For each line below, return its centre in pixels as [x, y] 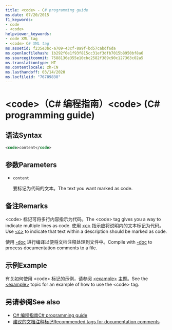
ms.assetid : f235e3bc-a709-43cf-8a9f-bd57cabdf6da [61, 48]
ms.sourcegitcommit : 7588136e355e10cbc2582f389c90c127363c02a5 [74, 58]
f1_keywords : [19, 20]
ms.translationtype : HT [31, 63]
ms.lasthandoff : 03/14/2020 [35, 72]
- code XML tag [22, 39]
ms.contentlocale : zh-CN [32, 67]
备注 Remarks [27, 206]
